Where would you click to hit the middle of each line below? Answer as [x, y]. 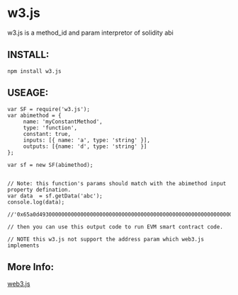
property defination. [39, 190]
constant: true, [47, 134]
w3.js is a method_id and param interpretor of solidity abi [90, 33]
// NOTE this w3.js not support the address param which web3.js [106, 239]
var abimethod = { [34, 115]
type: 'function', [50, 128]
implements [23, 245]
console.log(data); [36, 202]
